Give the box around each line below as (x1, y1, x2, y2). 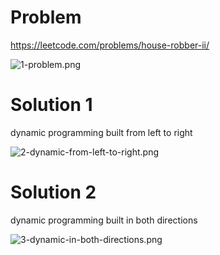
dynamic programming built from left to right (10, 126, 193, 138)
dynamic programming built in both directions (10, 214, 198, 226)
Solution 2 (10, 181, 97, 204)
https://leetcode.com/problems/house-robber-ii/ (10, 39, 210, 51)
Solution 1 (10, 94, 93, 116)
